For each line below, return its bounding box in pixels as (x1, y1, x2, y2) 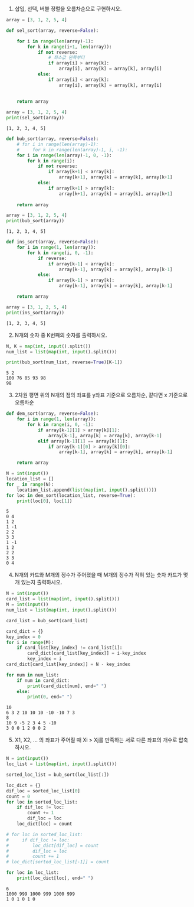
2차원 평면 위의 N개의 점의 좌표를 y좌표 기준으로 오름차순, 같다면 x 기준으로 (14, 392, 188, 399)
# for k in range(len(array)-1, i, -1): (17, 147, 128, 152)
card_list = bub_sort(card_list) (6, 617, 88, 623)
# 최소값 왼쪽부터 (48, 55, 85, 61)
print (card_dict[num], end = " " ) (27, 683, 107, 689)
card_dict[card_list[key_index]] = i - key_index (27, 651, 146, 656)
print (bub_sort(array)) (6, 218, 65, 224)
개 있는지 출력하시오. (14, 578, 63, 586)
